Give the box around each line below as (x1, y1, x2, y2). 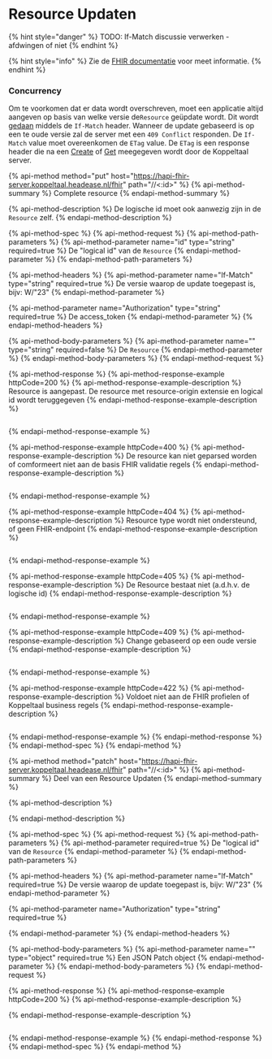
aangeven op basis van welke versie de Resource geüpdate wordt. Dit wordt (8, 112, 259, 122)
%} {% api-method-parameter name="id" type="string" (48, 237, 235, 247)
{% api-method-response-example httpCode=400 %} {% (8, 442, 201, 452)
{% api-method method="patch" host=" (8, 757, 142, 766)
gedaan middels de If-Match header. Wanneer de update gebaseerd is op (8, 121, 255, 131)
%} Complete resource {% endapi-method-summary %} (41, 189, 230, 198)
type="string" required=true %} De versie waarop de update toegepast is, (8, 279, 256, 289)
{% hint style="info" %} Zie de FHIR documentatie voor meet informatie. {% (8, 56, 262, 66)
